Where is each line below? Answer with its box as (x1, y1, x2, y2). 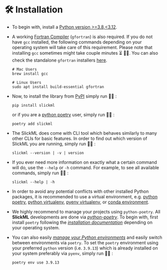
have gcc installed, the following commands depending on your (11, 39, 142, 45)
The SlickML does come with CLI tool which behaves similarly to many (11, 130, 157, 136)
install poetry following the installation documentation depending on (11, 219, 153, 225)
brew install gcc (11, 71, 48, 76)
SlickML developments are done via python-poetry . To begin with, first (11, 214, 158, 220)
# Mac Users (11, 67, 37, 72)
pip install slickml (11, 103, 55, 108)
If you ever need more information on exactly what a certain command (11, 159, 157, 165)
